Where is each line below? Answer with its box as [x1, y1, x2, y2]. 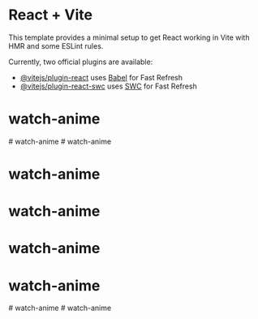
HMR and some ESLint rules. [8, 41, 104, 50]
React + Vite [8, 6, 93, 24]
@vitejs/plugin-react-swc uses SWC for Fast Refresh [19, 81, 197, 91]
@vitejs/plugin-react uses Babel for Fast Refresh [19, 72, 183, 82]
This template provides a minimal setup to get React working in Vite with [8, 32, 250, 42]
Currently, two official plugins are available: [8, 57, 153, 67]
